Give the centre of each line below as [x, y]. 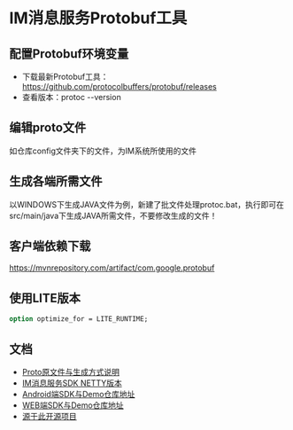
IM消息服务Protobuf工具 [98, 18]
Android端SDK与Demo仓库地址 [78, 394]
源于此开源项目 [49, 416]
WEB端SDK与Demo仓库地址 [73, 405]
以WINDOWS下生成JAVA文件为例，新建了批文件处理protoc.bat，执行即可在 [147, 204]
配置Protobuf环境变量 [69, 54]
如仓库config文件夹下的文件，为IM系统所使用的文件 [103, 151]
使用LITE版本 [45, 298]
